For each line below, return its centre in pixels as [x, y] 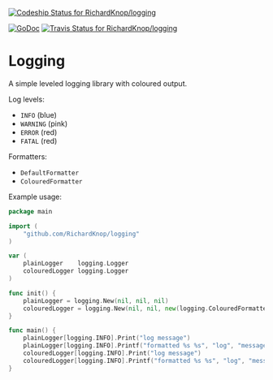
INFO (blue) [38, 114]
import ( [23, 226]
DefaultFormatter [50, 173]
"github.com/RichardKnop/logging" [81, 234]
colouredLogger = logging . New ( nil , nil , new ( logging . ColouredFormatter [147, 309]
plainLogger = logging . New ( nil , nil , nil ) [96, 300]
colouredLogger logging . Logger [76, 271]
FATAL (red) [39, 140]
